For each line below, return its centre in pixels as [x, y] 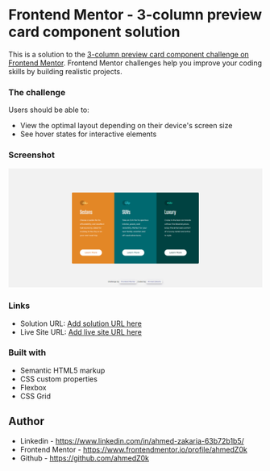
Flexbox [33, 387]
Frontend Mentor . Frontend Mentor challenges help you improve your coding [135, 63]
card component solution [94, 32]
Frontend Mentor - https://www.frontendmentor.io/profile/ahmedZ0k [133, 449]
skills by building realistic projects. [65, 71]
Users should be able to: [49, 110]
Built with [27, 352]
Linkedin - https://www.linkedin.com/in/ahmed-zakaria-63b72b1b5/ [132, 440]
